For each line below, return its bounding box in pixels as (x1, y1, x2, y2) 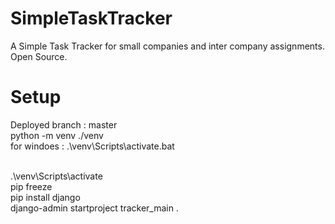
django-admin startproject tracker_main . (10, 202, 179, 214)
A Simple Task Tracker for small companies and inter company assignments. (10, 40, 325, 52)
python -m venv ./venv (10, 129, 104, 141)
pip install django (10, 191, 81, 203)
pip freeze (10, 180, 53, 192)
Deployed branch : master (10, 118, 118, 131)
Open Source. (10, 50, 68, 62)
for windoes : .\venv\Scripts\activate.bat (10, 140, 175, 152)
